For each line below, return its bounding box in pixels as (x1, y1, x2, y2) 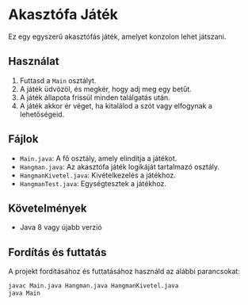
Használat (8, 55, 59, 68)
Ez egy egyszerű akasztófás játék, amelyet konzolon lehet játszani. (8, 32, 227, 41)
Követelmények (8, 201, 87, 215)
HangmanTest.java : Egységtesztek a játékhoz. (19, 178, 166, 188)
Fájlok (8, 132, 39, 146)
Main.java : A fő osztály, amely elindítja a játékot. (19, 153, 177, 163)
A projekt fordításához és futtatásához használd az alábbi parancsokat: (8, 267, 240, 276)
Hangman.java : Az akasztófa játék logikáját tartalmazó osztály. (19, 162, 220, 171)
